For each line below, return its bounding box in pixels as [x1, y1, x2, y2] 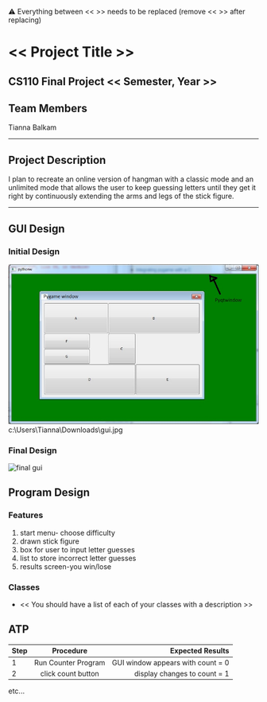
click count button [40, 669, 99, 678]
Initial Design [8, 246, 60, 257]
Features [8, 509, 44, 521]
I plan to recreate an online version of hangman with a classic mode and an [8, 174, 254, 184]
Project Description [8, 153, 106, 166]
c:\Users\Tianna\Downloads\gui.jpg [8, 425, 123, 435]
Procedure [52, 646, 87, 656]
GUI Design [8, 222, 65, 236]
